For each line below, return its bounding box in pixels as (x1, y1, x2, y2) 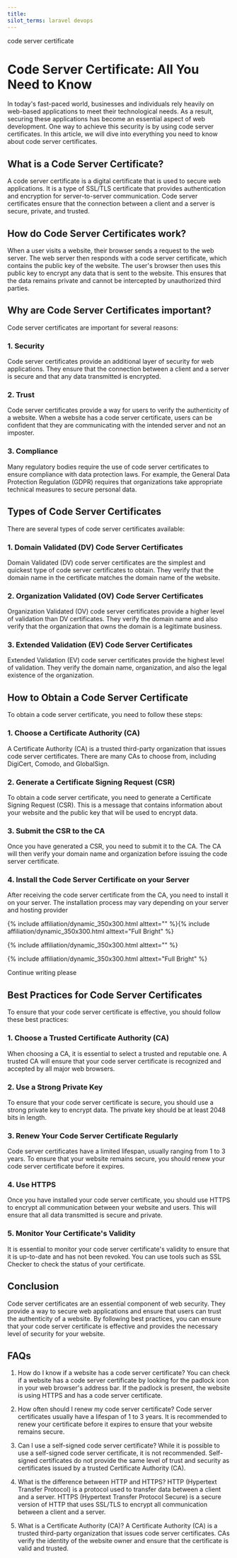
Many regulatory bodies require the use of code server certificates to (7, 462, 209, 471)
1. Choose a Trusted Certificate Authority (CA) (7, 1033, 170, 1043)
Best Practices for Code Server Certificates (7, 989, 203, 1001)
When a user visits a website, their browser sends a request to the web (7, 246, 214, 255)
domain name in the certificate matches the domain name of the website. (7, 573, 221, 582)
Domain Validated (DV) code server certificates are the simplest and (7, 558, 206, 567)
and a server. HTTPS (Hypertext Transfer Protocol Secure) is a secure (17, 1493, 221, 1501)
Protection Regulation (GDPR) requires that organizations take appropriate (7, 477, 223, 486)
